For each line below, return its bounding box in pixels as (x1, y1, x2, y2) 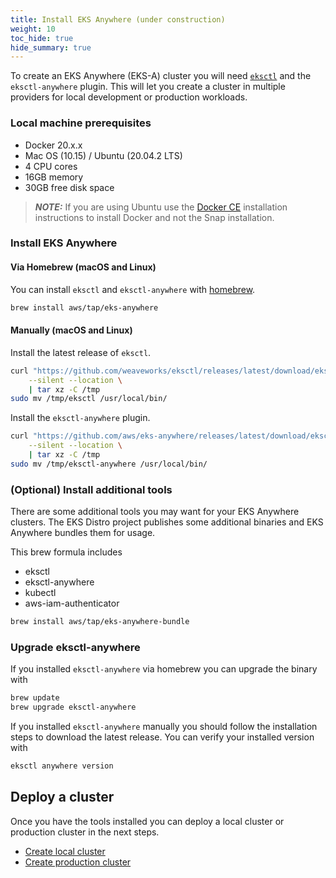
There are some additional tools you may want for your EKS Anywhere (10, 506, 300, 518)
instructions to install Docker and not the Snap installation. (34, 211, 275, 223)
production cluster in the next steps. (10, 826, 160, 838)
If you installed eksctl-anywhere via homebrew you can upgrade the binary (10, 663, 318, 675)
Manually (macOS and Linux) (10, 324, 133, 336)
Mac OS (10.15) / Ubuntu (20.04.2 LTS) (24, 149, 183, 161)
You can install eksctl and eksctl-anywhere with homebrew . (10, 283, 256, 295)
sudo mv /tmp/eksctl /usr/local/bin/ (10, 394, 168, 404)
